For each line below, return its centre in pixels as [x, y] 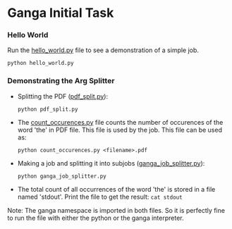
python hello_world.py [41, 63]
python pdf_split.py [48, 109]
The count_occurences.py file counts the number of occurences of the [120, 122]
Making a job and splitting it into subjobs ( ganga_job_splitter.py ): [111, 163]
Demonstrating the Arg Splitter [61, 81]
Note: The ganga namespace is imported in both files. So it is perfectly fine [116, 210]
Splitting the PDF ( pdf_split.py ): [62, 96]
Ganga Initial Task [61, 13]
